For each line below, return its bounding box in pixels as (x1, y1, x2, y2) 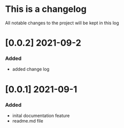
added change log (12, 66, 49, 72)
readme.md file (12, 118, 43, 124)
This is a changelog (5, 3, 87, 15)
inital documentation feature (12, 113, 70, 119)
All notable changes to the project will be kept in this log (5, 20, 120, 26)
